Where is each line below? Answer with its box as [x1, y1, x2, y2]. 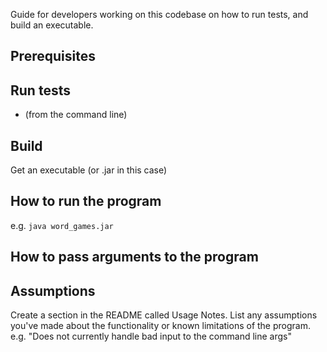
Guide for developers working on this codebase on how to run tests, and [10, 9, 309, 20]
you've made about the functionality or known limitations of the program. [10, 320, 311, 332]
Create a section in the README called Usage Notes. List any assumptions [10, 309, 318, 321]
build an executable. [10, 19, 94, 31]
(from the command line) [24, 109, 128, 121]
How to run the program [10, 193, 162, 210]
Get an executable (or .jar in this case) [10, 164, 168, 176]
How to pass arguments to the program [10, 249, 259, 266]
